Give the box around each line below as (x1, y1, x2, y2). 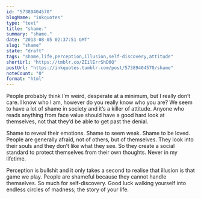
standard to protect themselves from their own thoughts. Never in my (6, 148, 178, 156)
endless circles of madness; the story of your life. (6, 186, 129, 193)
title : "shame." (6, 25, 47, 32)
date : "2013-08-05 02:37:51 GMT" (6, 37, 90, 43)
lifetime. (6, 155, 26, 162)
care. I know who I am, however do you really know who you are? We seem (6, 99, 193, 106)
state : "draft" (6, 48, 45, 54)
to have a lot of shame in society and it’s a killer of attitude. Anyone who (6, 105, 185, 112)
